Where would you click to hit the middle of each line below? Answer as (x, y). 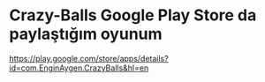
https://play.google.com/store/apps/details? (89, 58)
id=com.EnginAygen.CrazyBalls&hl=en (79, 68)
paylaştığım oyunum (86, 34)
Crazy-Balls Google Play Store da (133, 15)
